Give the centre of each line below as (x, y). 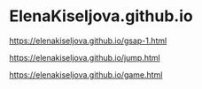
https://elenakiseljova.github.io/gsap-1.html (88, 41)
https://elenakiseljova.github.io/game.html (86, 74)
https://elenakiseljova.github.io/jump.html (85, 57)
